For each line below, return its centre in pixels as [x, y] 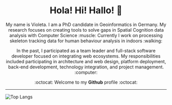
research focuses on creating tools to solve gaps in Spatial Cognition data [86, 30]
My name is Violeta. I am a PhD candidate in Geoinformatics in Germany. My [86, 24]
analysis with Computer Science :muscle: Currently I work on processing [86, 35]
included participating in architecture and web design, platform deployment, [86, 61]
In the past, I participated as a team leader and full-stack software [86, 50]
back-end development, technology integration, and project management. [86, 67]
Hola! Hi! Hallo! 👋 [86, 10]
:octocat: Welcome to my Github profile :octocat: [86, 82]
